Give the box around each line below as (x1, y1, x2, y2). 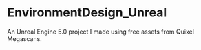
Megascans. (7, 34, 43, 42)
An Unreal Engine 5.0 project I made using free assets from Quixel (7, 27, 195, 36)
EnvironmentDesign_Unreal (7, 5, 167, 21)
